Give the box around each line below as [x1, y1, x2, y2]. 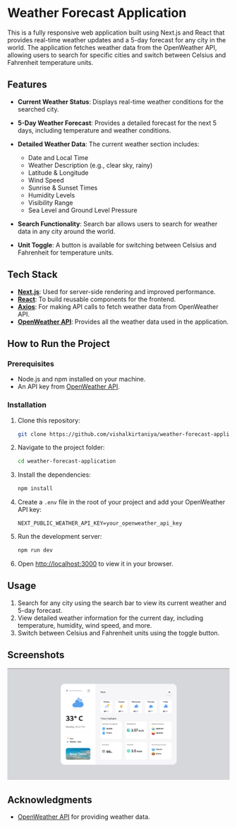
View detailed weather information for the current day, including [17, 614, 204, 622]
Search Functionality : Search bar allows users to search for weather [17, 219, 218, 228]
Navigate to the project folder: [17, 443, 105, 452]
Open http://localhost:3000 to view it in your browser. [17, 559, 174, 568]
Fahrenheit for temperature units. [17, 248, 114, 257]
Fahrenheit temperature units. [7, 58, 94, 66]
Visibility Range [28, 198, 73, 207]
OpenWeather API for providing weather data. [17, 812, 150, 821]
